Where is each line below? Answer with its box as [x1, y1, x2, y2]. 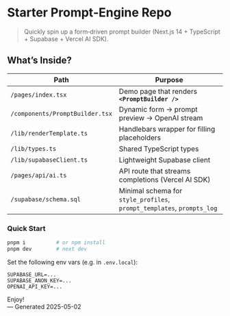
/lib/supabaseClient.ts [10, 156, 88, 164]
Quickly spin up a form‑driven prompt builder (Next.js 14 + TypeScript [23, 27, 220, 36]
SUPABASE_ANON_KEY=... [7, 277, 72, 284]
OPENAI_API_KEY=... [7, 283, 63, 290]
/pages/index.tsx [10, 90, 67, 99]
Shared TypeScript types [118, 144, 199, 154]
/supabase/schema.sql [10, 195, 81, 203]
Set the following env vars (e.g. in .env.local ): [7, 258, 138, 266]
